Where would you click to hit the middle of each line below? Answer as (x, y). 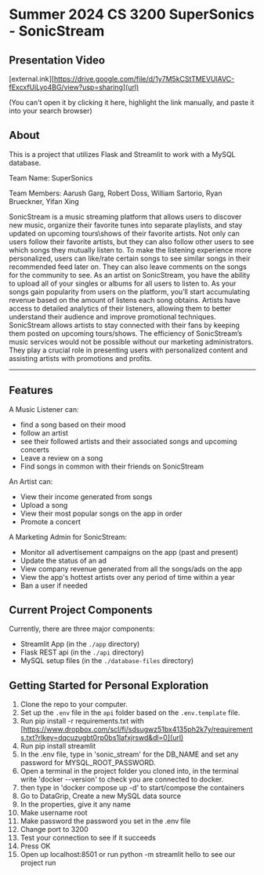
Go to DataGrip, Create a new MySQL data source (101, 796)
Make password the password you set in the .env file (105, 821)
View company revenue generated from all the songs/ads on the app (131, 569)
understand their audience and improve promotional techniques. (112, 316)
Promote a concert (51, 521)
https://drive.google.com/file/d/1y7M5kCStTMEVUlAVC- (144, 79)
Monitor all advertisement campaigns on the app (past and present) (129, 552)
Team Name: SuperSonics (51, 177)
